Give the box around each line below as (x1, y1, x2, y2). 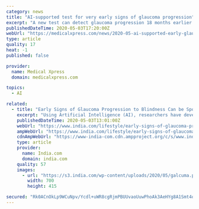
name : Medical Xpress (11, 68, 65, 74)
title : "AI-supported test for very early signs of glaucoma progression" (6, 14, 195, 20)
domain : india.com (21, 156, 68, 162)
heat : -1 (6, 47, 28, 53)
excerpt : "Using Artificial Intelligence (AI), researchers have (17, 112, 182, 118)
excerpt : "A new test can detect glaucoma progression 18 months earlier (6, 19, 192, 25)
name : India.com (21, 151, 62, 156)
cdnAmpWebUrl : (17, 134, 52, 140)
